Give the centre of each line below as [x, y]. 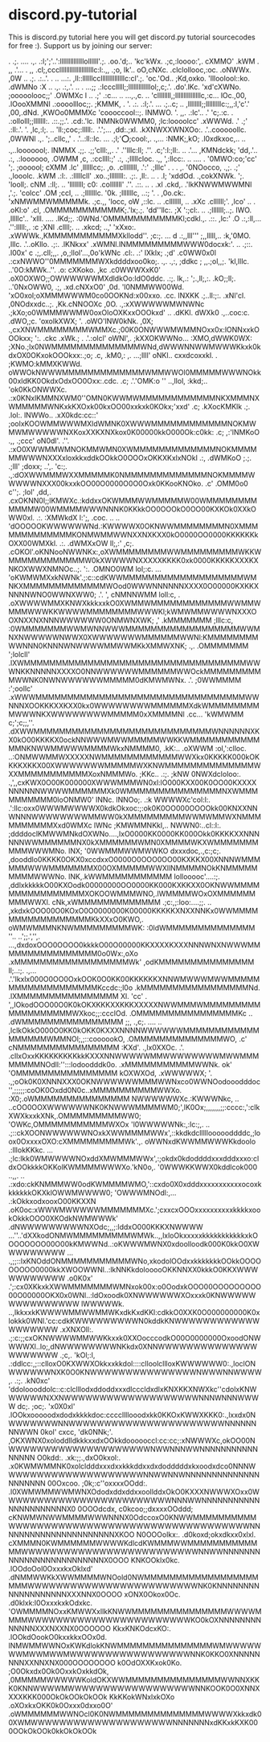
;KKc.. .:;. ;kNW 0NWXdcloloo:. [190, 774]
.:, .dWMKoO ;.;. [225, 458]
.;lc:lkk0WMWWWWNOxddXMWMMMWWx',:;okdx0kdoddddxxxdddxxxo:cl [134, 1158]
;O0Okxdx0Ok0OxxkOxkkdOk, [59, 1671]
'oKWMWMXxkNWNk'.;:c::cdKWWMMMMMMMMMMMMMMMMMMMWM [133, 577]
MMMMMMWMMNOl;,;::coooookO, [67, 1038]
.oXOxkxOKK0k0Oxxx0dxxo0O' [61, 1705]
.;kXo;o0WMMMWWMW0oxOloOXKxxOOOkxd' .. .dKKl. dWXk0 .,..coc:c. [129, 312]
